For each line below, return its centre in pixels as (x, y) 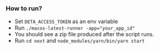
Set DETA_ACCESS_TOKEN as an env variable (66, 22)
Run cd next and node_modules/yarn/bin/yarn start (80, 41)
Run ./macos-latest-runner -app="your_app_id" (75, 28)
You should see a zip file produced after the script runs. (84, 34)
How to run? (24, 8)
